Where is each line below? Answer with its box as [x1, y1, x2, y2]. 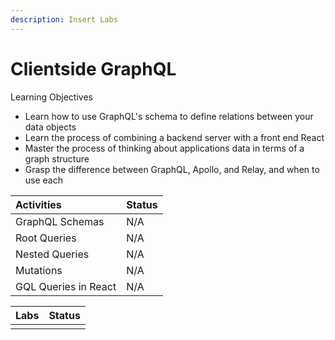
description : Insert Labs [10, 14, 118, 25]
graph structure [24, 152, 90, 165]
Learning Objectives [10, 91, 93, 103]
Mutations [15, 263, 63, 277]
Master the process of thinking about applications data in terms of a [24, 142, 305, 154]
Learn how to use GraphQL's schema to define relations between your [24, 110, 314, 122]
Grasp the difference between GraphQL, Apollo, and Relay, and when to [24, 163, 320, 175]
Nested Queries [15, 247, 90, 261]
